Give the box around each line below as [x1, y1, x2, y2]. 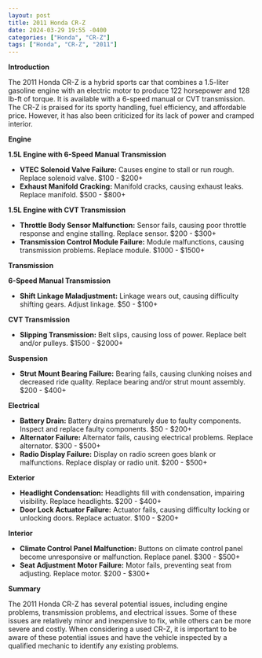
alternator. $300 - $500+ [19, 441, 101, 450]
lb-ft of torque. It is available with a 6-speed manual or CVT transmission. [8, 94, 246, 104]
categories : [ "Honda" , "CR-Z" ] [8, 33, 111, 42]
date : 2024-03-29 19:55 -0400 [8, 26, 107, 34]
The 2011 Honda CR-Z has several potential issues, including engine [8, 599, 227, 609]
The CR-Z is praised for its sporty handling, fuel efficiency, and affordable [8, 103, 247, 112]
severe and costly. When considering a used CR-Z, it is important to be [8, 624, 238, 634]
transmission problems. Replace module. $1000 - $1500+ [19, 245, 206, 255]
